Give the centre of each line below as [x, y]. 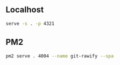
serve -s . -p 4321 [30, 23]
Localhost [25, 10]
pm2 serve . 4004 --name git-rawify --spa [60, 56]
